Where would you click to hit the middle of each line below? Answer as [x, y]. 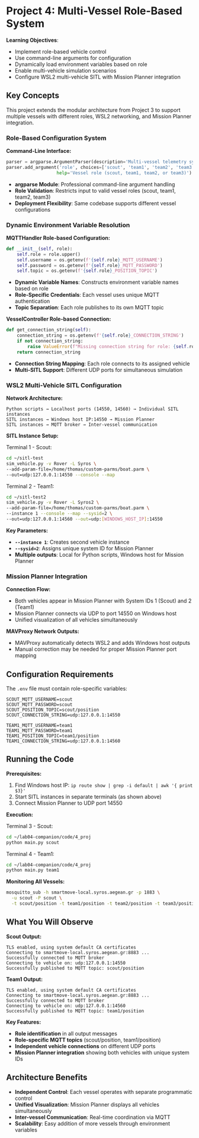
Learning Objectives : [32, 40]
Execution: [20, 814]
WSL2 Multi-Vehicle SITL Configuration [64, 385]
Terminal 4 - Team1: [30, 854]
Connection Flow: [28, 590]
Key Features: [24, 1022]
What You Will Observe [50, 922]
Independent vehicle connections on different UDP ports [85, 1046]
